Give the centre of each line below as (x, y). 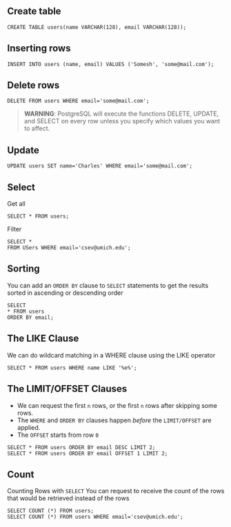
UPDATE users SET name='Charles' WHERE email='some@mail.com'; (100, 166)
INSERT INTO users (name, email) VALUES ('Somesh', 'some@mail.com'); (111, 64)
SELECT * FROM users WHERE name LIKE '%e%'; (72, 368)
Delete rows (33, 85)
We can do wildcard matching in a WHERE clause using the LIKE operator (111, 355)
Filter (14, 229)
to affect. (37, 128)
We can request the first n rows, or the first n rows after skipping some (117, 405)
